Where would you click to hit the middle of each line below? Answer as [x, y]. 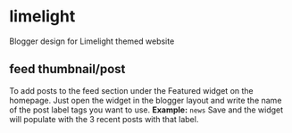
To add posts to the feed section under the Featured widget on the [132, 90]
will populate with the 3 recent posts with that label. [104, 119]
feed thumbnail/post [67, 69]
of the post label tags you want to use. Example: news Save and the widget [146, 110]
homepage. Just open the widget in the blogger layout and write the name [146, 100]
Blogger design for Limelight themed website [92, 41]
